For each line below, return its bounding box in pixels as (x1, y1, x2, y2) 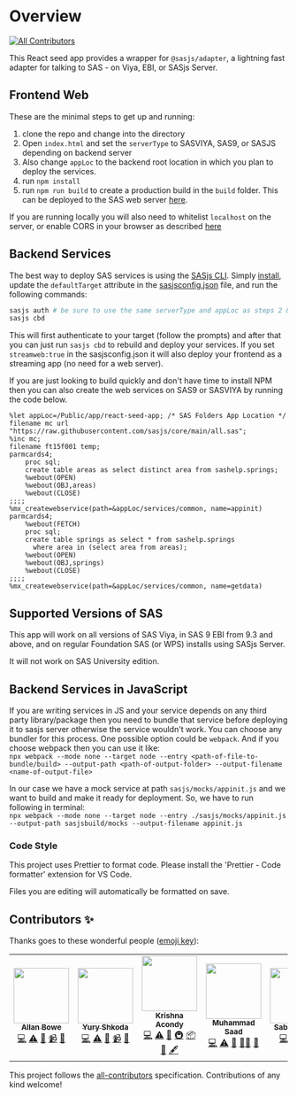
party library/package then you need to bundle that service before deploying (9, 715, 288, 725)
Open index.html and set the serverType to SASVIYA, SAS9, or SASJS (21, 137, 277, 148)
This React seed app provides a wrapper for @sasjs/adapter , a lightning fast (9, 52, 286, 63)
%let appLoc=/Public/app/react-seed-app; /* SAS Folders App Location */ (9, 412, 287, 421)
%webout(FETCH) (25, 520, 81, 529)
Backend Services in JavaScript (9, 682, 188, 697)
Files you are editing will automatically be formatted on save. (9, 886, 230, 897)
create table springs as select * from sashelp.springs (25, 536, 236, 545)
